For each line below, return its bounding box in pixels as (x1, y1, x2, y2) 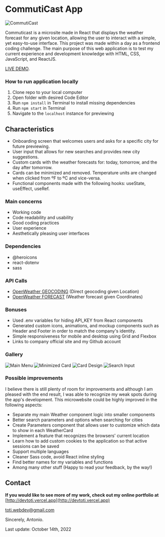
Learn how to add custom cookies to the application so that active (12, 438, 147, 444)
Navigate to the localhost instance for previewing (12, 110, 114, 116)
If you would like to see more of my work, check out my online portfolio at (5, 492, 159, 498)
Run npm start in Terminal (12, 105, 66, 111)
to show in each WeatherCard (12, 427, 73, 433)
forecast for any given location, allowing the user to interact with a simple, (5, 35, 156, 41)
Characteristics (5, 125, 55, 133)
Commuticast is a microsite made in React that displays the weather (5, 29, 144, 35)
